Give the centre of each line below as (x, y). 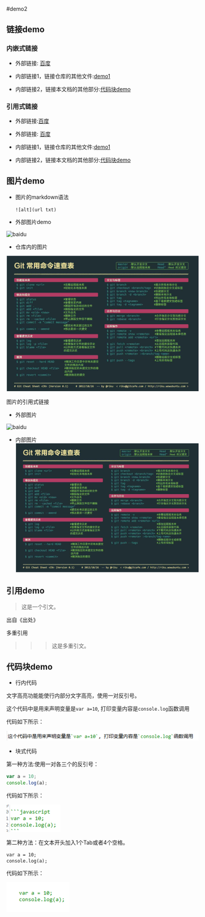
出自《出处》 (22, 619)
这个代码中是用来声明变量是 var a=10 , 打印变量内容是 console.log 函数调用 (98, 709)
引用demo (25, 591)
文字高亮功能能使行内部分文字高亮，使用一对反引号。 (73, 696)
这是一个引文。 (40, 607)
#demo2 (17, 9)
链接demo (25, 30)
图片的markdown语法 (42, 197)
